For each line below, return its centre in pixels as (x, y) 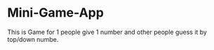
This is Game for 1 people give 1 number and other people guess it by (107, 32)
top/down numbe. (33, 39)
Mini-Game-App (55, 13)
